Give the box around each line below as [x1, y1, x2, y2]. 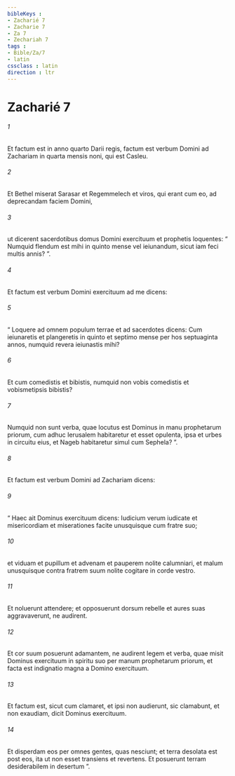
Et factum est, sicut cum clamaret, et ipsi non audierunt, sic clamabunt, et [7, 702, 220, 710]
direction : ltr [7, 69, 55, 76]
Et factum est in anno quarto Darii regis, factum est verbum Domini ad [7, 144, 209, 153]
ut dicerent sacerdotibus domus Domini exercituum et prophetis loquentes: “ [7, 235, 228, 243]
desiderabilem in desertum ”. [7, 762, 90, 770]
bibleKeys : [7, 10, 42, 18]
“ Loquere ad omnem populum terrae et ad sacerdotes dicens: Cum [7, 325, 203, 334]
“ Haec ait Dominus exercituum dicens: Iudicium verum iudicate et [7, 513, 198, 522]
